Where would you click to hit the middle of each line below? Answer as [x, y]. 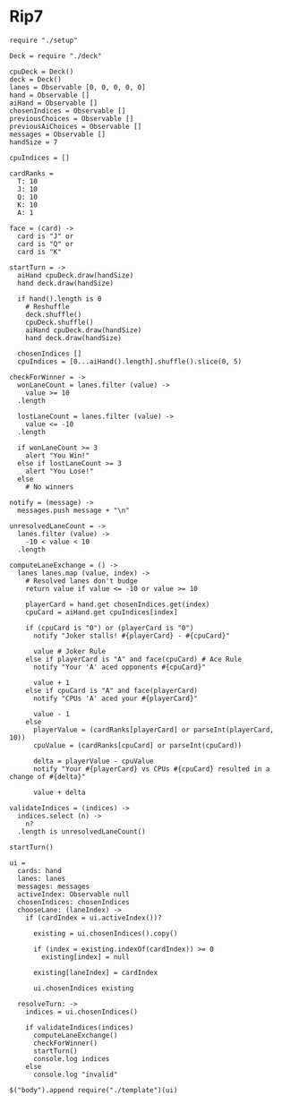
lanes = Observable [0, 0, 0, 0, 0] [77, 87]
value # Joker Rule [69, 651]
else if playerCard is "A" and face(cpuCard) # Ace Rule [134, 659]
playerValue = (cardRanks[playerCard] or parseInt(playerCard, [154, 730]
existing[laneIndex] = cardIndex [95, 972]
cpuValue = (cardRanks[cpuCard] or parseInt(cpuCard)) [137, 745]
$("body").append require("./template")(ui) [94, 1090]
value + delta [60, 792]
